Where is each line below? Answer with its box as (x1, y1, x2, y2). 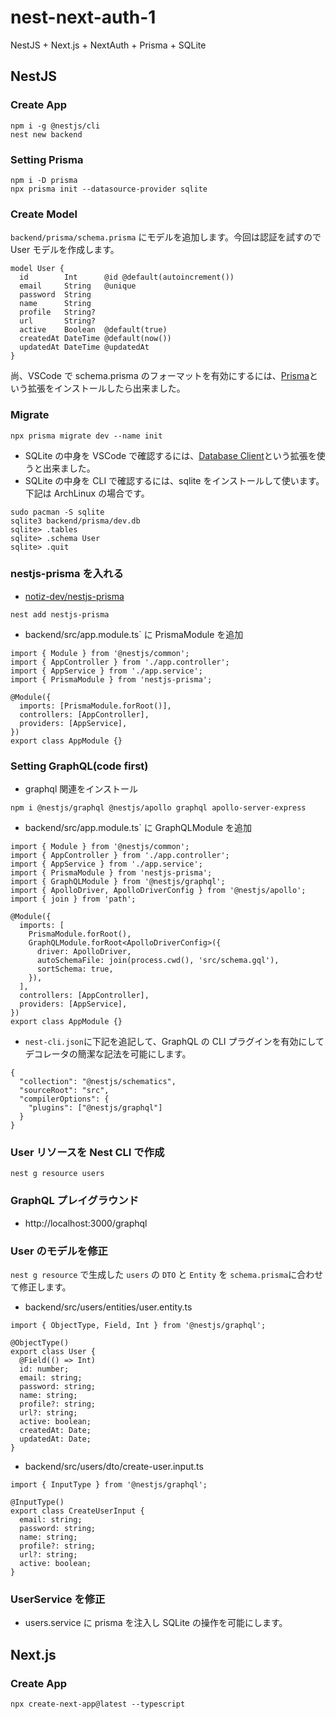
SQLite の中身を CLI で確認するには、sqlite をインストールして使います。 (24, 474, 325, 486)
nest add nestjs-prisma (10, 609, 110, 620)
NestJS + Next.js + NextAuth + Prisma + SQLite (10, 39, 207, 51)
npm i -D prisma (10, 175, 78, 185)
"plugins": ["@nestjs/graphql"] (28, 1103, 163, 1113)
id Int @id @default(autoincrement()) (19, 272, 235, 283)
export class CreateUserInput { (10, 1506, 145, 1516)
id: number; (19, 1364, 70, 1374)
